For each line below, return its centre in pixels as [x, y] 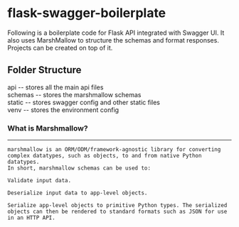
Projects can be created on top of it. [60, 48]
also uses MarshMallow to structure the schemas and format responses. [113, 40]
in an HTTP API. [31, 218]
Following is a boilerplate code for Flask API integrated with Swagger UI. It [116, 33]
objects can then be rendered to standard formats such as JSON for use [117, 212]
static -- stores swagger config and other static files [84, 102]
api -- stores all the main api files [55, 87]
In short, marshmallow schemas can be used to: [79, 168]
